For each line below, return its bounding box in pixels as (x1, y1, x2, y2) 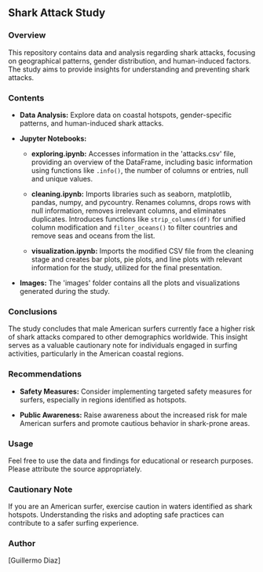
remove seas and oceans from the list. (31, 231, 155, 240)
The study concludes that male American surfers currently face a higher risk (8, 324, 255, 333)
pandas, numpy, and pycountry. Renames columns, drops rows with (31, 197, 251, 207)
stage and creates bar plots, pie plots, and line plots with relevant (31, 255, 243, 264)
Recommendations (8, 368, 82, 379)
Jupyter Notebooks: (19, 134, 87, 143)
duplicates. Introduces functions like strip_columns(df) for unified (31, 214, 246, 223)
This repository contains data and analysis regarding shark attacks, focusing (8, 47, 256, 57)
